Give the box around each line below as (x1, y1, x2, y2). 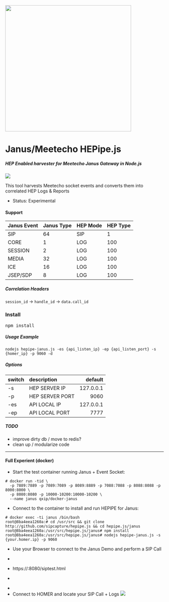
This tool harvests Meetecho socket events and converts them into (5, 183, 143, 189)
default (86, 376, 104, 383)
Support (5, 209, 23, 215)
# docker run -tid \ (5, 478, 49, 484)
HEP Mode (76, 222, 102, 229)
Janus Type (43, 222, 72, 229)
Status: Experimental (12, 198, 56, 204)
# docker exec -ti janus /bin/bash (5, 515, 80, 520)
